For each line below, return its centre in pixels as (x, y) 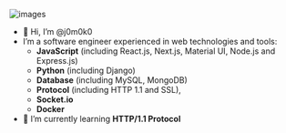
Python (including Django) (86, 70)
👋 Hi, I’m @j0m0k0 (57, 31)
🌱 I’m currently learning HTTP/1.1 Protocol (102, 119)
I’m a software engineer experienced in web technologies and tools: (150, 41)
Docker (51, 109)
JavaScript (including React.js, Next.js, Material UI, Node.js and (156, 51)
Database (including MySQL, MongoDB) (112, 80)
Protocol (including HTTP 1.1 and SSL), (109, 90)
